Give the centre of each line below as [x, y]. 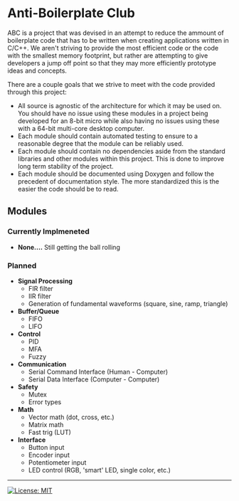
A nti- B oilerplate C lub [71, 13]
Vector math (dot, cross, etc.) [71, 417]
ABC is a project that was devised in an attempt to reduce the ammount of [116, 33]
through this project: [37, 92]
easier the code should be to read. [68, 189]
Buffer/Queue [38, 311]
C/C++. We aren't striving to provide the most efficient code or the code [113, 48]
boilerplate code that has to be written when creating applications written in [118, 40]
